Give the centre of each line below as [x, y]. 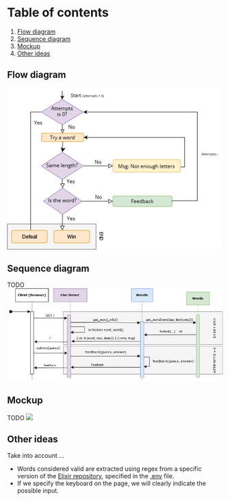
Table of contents [58, 13]
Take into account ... [36, 456]
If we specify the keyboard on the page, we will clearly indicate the [112, 483]
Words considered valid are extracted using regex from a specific [109, 469]
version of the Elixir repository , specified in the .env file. [95, 476]
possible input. [38, 491]
